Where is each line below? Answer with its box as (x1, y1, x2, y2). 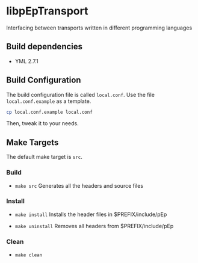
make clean (14, 252, 43, 258)
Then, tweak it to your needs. (6, 120, 79, 127)
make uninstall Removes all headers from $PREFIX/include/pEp (14, 222, 174, 229)
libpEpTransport (6, 4, 88, 18)
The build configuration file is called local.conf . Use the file (6, 91, 155, 98)
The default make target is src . (6, 153, 83, 161)
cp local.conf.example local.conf (6, 109, 93, 115)
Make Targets (6, 137, 59, 147)
